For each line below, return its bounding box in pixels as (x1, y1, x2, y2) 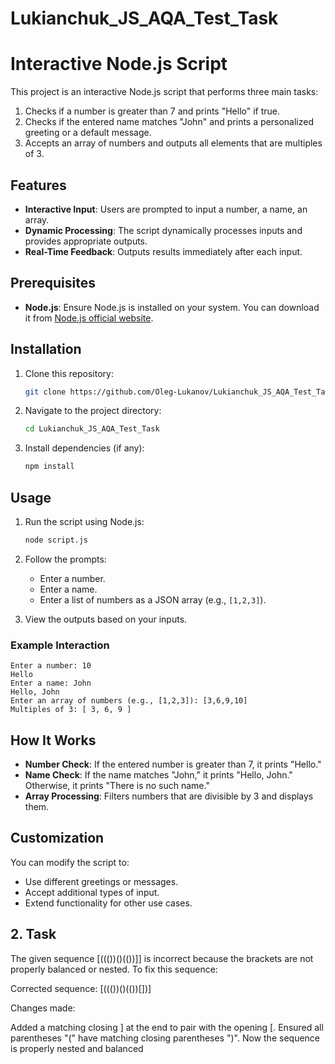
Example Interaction (10, 638, 110, 652)
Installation (10, 341, 82, 358)
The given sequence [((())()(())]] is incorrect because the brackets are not (10, 952, 314, 964)
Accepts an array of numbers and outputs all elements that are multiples (24, 137, 323, 149)
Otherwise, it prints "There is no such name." (24, 779, 210, 791)
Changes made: (10, 1002, 76, 1014)
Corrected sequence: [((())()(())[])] (10, 982, 152, 994)
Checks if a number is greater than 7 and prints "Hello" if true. (24, 105, 281, 117)
